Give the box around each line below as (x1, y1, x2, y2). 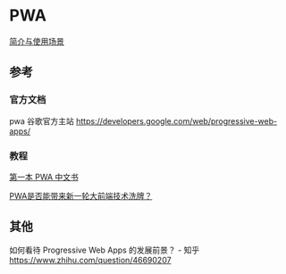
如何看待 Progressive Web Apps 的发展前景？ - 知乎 (9, 245, 200, 255)
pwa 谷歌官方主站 (9, 115, 74, 126)
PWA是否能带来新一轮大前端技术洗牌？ (9, 190, 153, 201)
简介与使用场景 (9, 36, 64, 46)
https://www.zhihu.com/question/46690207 (9, 254, 172, 265)
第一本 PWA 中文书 (9, 171, 79, 182)
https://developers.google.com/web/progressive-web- (75, 115, 278, 126)
